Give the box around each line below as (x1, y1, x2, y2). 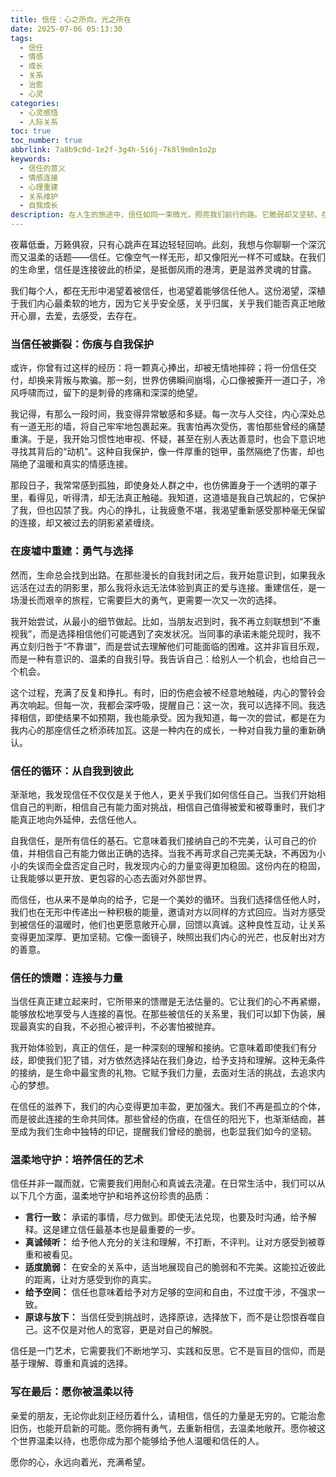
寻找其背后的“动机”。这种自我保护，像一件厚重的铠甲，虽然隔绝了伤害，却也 (10, 446, 325, 458)
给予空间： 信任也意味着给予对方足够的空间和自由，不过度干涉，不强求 (24, 1286, 317, 1298)
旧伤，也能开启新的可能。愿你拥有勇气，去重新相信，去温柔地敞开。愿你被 (10, 1422, 317, 1434)
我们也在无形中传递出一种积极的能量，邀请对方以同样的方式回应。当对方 (10, 906, 308, 918)
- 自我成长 (19, 201, 59, 211)
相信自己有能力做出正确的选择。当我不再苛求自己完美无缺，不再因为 (36, 847, 317, 859)
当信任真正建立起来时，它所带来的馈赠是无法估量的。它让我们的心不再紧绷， (10, 996, 326, 1008)
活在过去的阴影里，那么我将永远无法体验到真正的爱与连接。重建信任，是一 (18, 581, 326, 593)
